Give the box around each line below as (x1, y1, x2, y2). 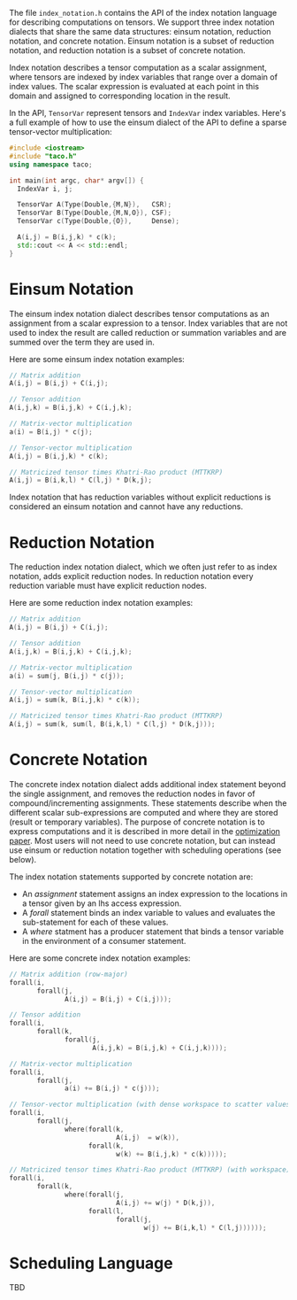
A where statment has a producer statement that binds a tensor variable (21, 925, 285, 937)
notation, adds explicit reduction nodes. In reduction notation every (9, 571, 254, 582)
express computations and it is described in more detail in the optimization (9, 825, 281, 836)
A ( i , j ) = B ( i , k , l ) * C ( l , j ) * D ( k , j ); (9, 476, 153, 485)
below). (9, 854, 37, 864)
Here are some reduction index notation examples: (9, 598, 194, 608)
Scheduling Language (9, 1253, 174, 1273)
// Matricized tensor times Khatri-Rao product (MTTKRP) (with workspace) (9, 1165, 291, 1174)
